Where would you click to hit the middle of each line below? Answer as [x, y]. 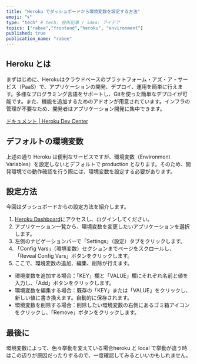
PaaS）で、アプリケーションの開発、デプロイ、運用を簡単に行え [100, 86]
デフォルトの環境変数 [45, 141]
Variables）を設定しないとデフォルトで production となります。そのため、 [96, 164]
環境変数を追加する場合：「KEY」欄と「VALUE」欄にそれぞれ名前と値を [101, 276]
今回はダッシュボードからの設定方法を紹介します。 [68, 207]
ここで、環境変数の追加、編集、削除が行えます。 [74, 263]
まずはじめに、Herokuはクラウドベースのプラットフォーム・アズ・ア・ [92, 79]
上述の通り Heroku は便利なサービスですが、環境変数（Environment [88, 157]
